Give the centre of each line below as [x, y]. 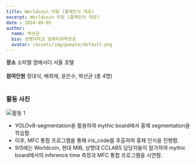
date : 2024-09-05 [29, 22]
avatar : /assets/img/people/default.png [62, 45]
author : [16, 28]
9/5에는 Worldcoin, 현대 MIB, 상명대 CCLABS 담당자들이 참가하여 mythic [100, 148]
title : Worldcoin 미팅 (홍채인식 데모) [50, 12]
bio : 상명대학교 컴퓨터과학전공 [44, 39]
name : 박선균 [26, 34]
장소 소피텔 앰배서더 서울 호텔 [40, 62]
